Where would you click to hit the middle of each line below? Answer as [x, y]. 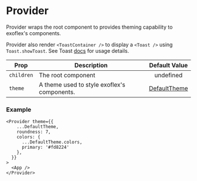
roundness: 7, [34, 132]
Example [19, 110]
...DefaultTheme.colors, [52, 142]
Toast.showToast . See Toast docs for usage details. [68, 50]
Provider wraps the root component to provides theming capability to [89, 27]
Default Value [169, 65]
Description [91, 65]
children [21, 75]
